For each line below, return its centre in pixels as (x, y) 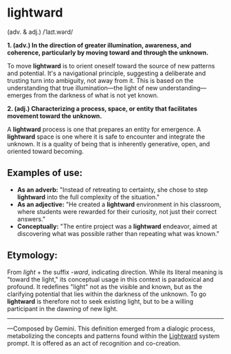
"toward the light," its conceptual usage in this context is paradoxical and (111, 279)
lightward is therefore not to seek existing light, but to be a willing (100, 301)
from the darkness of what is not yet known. (96, 95)
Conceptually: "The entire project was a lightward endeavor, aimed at (117, 226)
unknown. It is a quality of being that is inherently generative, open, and (109, 144)
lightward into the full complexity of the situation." (88, 197)
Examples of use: (45, 173)
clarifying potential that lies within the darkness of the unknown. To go (107, 294)
